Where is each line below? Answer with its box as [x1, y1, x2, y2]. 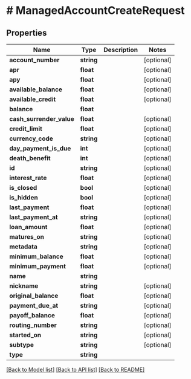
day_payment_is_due [9, 144, 71, 152]
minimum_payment [9, 262, 66, 270]
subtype [9, 341, 34, 349]
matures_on [9, 233, 44, 241]
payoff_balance [9, 311, 56, 319]
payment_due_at [9, 302, 59, 309]
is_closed [9, 184, 37, 192]
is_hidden [9, 193, 38, 201]
